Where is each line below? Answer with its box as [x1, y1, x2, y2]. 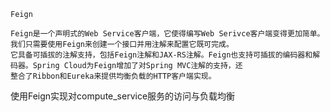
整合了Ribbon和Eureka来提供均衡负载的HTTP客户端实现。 [10, 71, 217, 81]
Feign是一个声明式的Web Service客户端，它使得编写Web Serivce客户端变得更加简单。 [10, 29, 325, 39]
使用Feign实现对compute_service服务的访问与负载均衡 [10, 90, 236, 102]
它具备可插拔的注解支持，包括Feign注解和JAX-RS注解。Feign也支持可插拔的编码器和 [10, 50, 313, 60]
